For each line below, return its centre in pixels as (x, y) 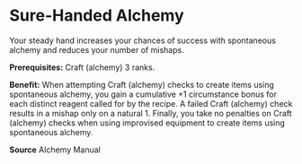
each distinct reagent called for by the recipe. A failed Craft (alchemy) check (151, 103)
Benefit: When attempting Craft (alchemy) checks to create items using (142, 84)
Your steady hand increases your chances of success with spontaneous (143, 40)
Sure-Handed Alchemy (97, 16)
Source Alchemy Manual (55, 150)
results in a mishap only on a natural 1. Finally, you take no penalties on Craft (151, 113)
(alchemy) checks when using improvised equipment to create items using (147, 123)
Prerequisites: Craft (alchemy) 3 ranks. (82, 67)
